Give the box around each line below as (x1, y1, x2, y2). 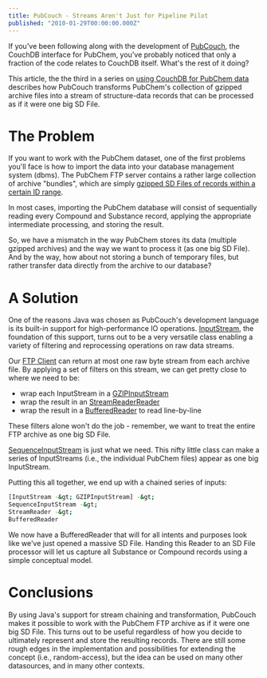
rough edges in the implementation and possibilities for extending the (8, 644, 237, 653)
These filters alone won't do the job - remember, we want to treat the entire (8, 421, 256, 431)
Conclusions (8, 584, 94, 602)
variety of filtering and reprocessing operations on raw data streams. (8, 341, 235, 350)
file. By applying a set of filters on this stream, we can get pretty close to (8, 365, 247, 374)
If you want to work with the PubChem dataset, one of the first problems (8, 154, 245, 163)
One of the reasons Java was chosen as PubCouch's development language (8, 315, 259, 325)
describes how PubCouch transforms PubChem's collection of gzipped (8, 82, 242, 92)
